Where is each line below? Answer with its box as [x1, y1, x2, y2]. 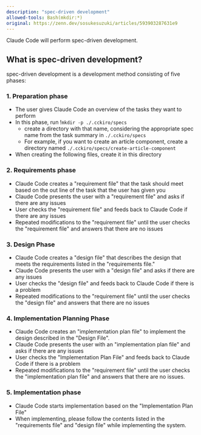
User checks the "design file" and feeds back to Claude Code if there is [15, 280, 194, 287]
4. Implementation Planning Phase [6, 314, 110, 322]
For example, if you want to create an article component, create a [24, 138, 188, 146]
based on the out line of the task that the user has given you [15, 186, 166, 194]
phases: [6, 77, 26, 84]
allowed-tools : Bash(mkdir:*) [6, 15, 83, 21]
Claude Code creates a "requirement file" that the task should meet [15, 180, 184, 187]
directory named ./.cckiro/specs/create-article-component [24, 144, 176, 152]
